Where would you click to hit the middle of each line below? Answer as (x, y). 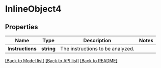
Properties (22, 27)
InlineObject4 (33, 9)
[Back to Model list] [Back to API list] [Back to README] (61, 61)
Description (97, 41)
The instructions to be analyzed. (97, 49)
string (48, 49)
